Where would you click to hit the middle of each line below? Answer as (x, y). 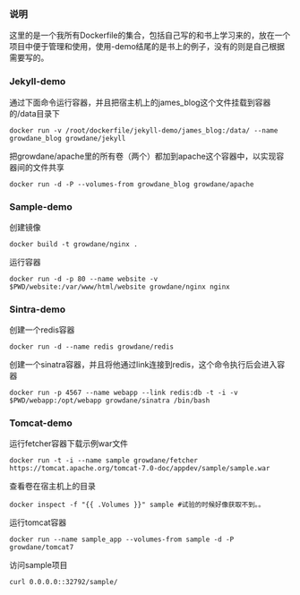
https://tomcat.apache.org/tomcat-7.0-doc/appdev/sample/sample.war (140, 469)
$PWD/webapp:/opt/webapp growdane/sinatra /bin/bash (110, 401)
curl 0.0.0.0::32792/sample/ (64, 582)
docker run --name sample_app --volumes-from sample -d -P (122, 539)
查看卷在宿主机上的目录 (52, 487)
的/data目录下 (34, 113)
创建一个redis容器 (42, 330)
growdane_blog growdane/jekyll (68, 138)
